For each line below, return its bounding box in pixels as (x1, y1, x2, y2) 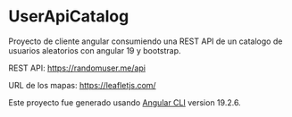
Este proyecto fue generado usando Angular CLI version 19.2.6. (8, 96, 242, 108)
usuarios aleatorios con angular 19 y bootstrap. (8, 45, 181, 55)
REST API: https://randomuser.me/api (8, 63, 146, 73)
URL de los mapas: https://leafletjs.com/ (8, 79, 157, 90)
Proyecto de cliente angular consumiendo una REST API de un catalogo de (8, 36, 283, 46)
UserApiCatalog (8, 6, 129, 27)
